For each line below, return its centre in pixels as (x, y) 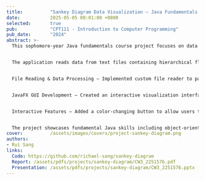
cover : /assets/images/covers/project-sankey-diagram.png (94, 134)
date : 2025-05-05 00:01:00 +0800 (63, 18)
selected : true (34, 23)
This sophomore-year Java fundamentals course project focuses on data (105, 46)
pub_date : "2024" (37, 35)
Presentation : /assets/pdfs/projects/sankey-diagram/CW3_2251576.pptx (103, 167)
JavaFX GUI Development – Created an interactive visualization (95, 95)
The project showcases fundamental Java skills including (87, 128)
